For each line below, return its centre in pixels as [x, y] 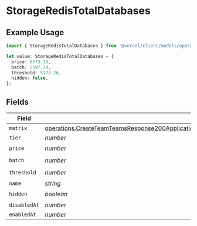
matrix [18, 128]
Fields [18, 102]
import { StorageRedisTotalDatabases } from [61, 46]
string [53, 183]
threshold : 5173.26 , [36, 73]
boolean [56, 194]
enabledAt [23, 214]
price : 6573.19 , [31, 62]
